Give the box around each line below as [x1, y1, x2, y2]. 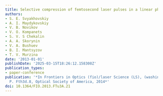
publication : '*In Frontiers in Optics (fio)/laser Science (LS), [5, 75, 142, 80]
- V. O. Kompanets [5, 30, 42, 34]
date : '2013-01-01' [5, 57, 45, 62]
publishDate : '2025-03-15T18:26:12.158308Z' [5, 61, 97, 66]
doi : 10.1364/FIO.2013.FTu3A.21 [5, 83, 70, 89]
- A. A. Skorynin [5, 39, 40, 44]
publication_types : [5, 66, 45, 71]
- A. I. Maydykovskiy [5, 20, 49, 26]
